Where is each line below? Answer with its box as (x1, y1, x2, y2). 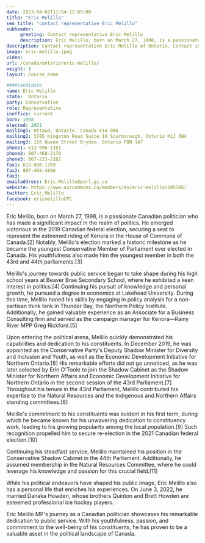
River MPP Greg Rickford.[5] (6, 322, 77, 329)
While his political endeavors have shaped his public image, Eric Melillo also (6, 479, 197, 486)
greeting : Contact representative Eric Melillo (20, 32, 143, 38)
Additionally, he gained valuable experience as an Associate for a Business (6, 309, 195, 316)
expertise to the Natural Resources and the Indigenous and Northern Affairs (6, 392, 196, 399)
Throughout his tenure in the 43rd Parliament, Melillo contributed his (6, 385, 179, 392)
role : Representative (6, 105, 62, 111)
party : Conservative (6, 99, 59, 106)
